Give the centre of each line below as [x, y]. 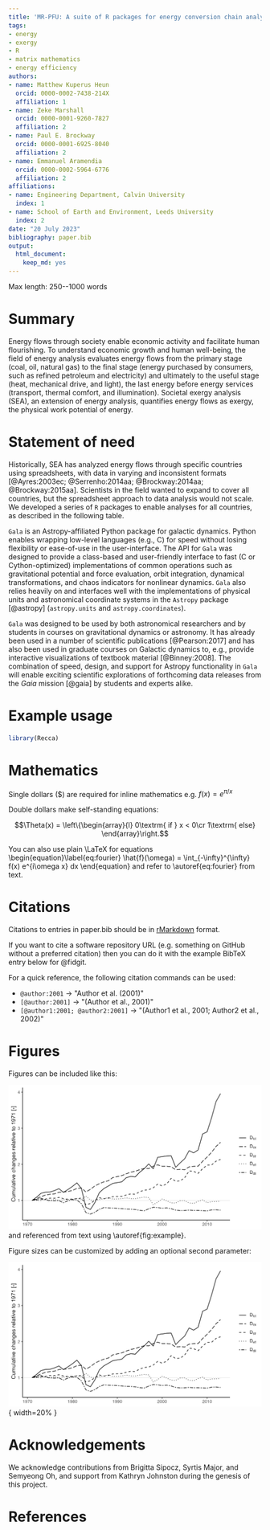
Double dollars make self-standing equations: [84, 810]
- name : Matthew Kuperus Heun [59, 84]
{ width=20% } [33, 1413]
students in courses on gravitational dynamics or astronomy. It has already [132, 632]
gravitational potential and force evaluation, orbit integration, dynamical [127, 574]
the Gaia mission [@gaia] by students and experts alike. [101, 683]
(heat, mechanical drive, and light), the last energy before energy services [131, 384]
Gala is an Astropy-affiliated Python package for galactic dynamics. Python [132, 531]
